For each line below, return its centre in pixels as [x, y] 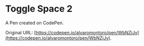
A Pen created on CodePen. [34, 23]
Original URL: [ [21, 32]
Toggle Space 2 [39, 9]
